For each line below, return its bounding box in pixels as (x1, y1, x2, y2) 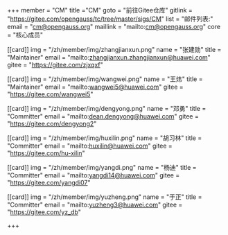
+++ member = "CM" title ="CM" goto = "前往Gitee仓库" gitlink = (7, 6, 193, 14)
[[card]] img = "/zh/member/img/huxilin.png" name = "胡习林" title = (7, 134, 202, 142)
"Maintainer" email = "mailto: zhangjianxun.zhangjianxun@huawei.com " (7, 53, 211, 61)
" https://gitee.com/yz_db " (7, 208, 81, 216)
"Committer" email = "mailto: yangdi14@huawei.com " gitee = (7, 171, 180, 179)
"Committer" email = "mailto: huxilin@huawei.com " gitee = (7, 141, 173, 150)
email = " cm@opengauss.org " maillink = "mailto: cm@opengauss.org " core (7, 23, 220, 31)
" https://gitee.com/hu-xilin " (7, 149, 85, 157)
